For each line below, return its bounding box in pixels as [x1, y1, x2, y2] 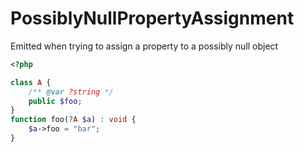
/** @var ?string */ [28, 87, 114, 97]
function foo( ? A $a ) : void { [10, 115, 137, 125]
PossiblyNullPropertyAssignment [10, 7, 295, 30]
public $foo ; [28, 96, 83, 106]
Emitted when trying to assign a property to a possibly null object [10, 40, 279, 52]
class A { [10, 77, 52, 87]
